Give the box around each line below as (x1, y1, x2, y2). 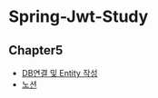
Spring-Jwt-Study (8, 6, 149, 27)
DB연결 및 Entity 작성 (21, 68, 98, 78)
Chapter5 (8, 43, 64, 58)
